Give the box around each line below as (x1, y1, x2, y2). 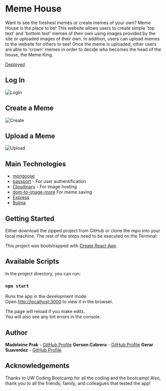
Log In (5, 76, 25, 84)
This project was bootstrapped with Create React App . (5, 243, 118, 249)
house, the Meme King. (5, 51, 54, 58)
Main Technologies (5, 159, 66, 168)
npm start (5, 283, 29, 289)
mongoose (12, 173, 35, 179)
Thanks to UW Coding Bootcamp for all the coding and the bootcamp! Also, (5, 375, 161, 381)
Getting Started (5, 214, 55, 223)
